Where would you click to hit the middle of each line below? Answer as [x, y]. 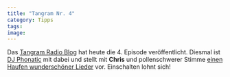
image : [16, 33]
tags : [15, 26]
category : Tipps [30, 20]
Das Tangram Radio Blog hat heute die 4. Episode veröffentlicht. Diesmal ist [114, 52]
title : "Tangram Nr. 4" [41, 13]
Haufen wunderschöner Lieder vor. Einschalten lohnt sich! [89, 67]
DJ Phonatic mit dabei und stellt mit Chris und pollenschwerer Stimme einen [115, 60]
